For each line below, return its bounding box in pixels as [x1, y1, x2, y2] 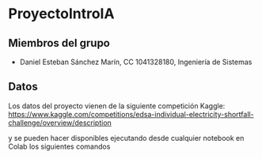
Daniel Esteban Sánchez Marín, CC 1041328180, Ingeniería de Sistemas [19, 57, 253, 66]
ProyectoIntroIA [8, 5, 115, 23]
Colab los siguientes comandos [8, 142, 111, 151]
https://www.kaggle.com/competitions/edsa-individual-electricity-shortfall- [8, 109, 255, 119]
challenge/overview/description [8, 118, 112, 127]
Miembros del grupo [8, 36, 111, 50]
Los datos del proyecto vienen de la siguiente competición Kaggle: [8, 100, 226, 111]
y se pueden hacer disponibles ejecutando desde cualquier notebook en [8, 133, 245, 142]
